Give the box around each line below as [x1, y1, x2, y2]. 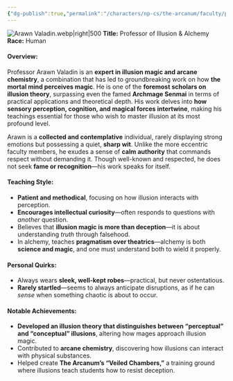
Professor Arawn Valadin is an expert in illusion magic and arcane [7, 67, 198, 76]
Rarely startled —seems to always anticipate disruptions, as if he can [17, 283, 215, 292]
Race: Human [7, 36, 46, 45]
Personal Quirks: [7, 260, 57, 269]
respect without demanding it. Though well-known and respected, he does [7, 154, 221, 163]
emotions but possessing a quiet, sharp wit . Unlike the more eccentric [7, 140, 208, 148]
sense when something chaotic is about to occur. [17, 291, 158, 299]
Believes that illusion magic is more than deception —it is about [17, 223, 200, 231]
